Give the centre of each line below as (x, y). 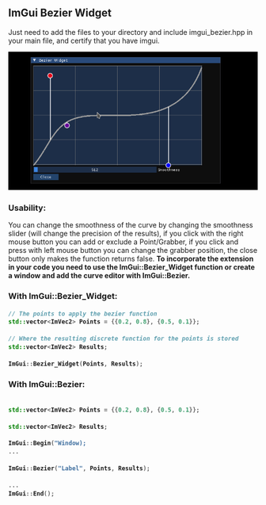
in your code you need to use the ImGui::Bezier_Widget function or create (132, 267)
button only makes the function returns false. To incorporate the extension (131, 259)
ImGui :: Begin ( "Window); (47, 443)
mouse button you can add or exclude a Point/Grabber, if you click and (123, 242)
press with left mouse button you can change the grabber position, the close (133, 251)
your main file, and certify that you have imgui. (84, 40)
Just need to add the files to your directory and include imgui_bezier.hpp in (131, 32)
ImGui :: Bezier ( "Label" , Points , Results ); (79, 468)
